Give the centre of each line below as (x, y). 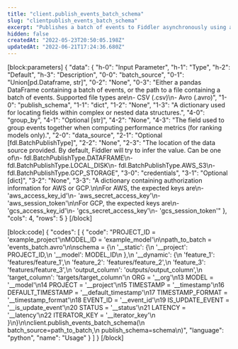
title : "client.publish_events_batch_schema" (75, 14)
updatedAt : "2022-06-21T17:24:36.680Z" (66, 47)
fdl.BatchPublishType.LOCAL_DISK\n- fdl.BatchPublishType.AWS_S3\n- (112, 165)
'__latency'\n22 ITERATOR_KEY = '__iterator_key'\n (81, 315)
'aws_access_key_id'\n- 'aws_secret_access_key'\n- (84, 195)
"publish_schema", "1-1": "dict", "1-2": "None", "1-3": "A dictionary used (121, 105)
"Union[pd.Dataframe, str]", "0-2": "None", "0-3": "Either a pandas (104, 82)
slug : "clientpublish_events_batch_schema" (73, 21)
